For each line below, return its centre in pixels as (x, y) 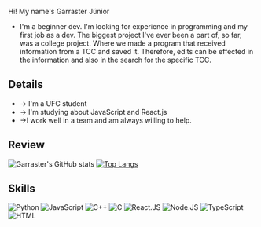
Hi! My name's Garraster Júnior (59, 11)
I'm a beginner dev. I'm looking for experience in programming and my (133, 26)
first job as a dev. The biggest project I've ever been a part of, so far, (130, 35)
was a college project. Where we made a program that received (122, 43)
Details (26, 84)
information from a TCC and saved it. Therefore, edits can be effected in (136, 51)
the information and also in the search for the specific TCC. (116, 60)
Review (27, 145)
